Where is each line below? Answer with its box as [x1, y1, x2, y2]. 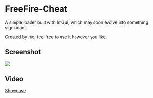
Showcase [5, 87, 26, 93]
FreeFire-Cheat [5, 3, 68, 15]
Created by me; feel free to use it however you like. [5, 34, 107, 40]
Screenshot [5, 48, 41, 56]
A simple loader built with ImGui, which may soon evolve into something [5, 19, 149, 25]
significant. [5, 24, 28, 30]
